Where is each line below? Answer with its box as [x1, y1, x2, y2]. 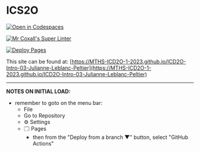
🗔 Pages [23, 125, 46, 132]
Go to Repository [23, 111, 65, 119]
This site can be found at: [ [6, 58, 72, 65]
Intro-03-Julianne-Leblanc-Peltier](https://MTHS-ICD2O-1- [6, 64, 152, 72]
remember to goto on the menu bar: [14, 99, 103, 106]
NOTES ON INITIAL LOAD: [6, 88, 71, 95]
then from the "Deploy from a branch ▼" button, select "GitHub [32, 134, 189, 141]
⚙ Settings [23, 118, 51, 125]
